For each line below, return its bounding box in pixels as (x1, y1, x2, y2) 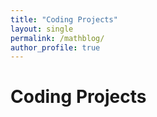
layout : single (10, 24, 74, 34)
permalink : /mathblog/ (10, 33, 105, 43)
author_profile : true (10, 42, 101, 53)
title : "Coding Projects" (10, 14, 118, 25)
